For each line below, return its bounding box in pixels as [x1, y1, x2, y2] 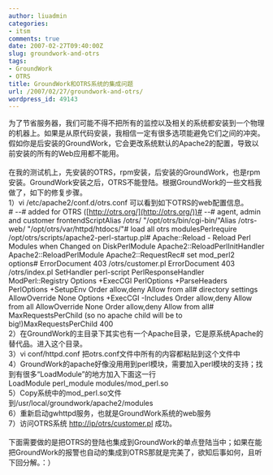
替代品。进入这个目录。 [8, 339, 87, 349]
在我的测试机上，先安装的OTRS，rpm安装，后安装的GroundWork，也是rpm [8, 167, 261, 177]
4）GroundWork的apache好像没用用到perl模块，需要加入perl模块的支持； [8, 359, 256, 369]
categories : [8, 19, 49, 28]
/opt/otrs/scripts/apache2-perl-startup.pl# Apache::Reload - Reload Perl [8, 233, 252, 243]
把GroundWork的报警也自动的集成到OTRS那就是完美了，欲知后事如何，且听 [8, 447, 262, 457]
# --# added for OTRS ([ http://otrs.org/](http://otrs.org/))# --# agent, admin [8, 207, 262, 217]
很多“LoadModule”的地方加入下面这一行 [22, 369, 157, 379]
